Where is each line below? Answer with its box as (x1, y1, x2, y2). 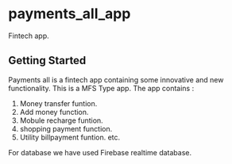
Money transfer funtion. (19, 98, 98, 108)
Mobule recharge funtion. (19, 116, 103, 125)
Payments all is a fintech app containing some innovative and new (8, 74, 224, 84)
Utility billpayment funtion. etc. (19, 132, 121, 142)
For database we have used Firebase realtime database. (8, 147, 192, 157)
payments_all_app (8, 5, 131, 23)
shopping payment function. (19, 124, 113, 133)
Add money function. (19, 107, 89, 116)
